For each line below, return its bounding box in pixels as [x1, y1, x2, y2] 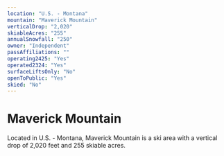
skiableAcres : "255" [7, 29, 67, 37]
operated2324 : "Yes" [7, 62, 67, 69]
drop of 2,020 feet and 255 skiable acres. [7, 141, 126, 150]
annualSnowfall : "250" [7, 36, 73, 43]
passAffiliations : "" [7, 49, 70, 56]
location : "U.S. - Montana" [7, 10, 89, 17]
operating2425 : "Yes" [7, 55, 70, 62]
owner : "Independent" [7, 42, 70, 49]
